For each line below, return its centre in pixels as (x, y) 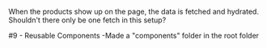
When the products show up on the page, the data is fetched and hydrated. (133, 12)
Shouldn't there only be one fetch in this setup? (87, 20)
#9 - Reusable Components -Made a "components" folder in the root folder (134, 36)
